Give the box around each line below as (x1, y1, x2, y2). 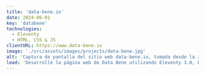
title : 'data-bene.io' (6, 8, 64, 15)
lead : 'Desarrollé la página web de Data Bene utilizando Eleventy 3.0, (6, 59, 195, 65)
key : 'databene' (6, 20, 48, 26)
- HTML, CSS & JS (12, 37, 56, 43)
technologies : (6, 25, 43, 32)
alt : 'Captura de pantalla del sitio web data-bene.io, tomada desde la (6, 54, 195, 60)
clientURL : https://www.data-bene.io (6, 43, 103, 49)
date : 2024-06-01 (6, 15, 51, 21)
